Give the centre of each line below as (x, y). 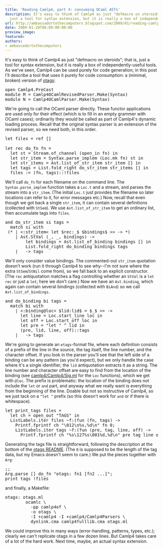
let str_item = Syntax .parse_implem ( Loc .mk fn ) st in (77, 158)
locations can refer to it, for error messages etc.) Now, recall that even (75, 197)
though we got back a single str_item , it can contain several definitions (76, 202)
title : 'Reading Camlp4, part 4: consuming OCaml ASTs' (63, 9)
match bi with (27, 306)
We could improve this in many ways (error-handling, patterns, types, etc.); (80, 531)
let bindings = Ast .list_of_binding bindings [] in (88, 242)
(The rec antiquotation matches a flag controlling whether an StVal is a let (80, 276)
